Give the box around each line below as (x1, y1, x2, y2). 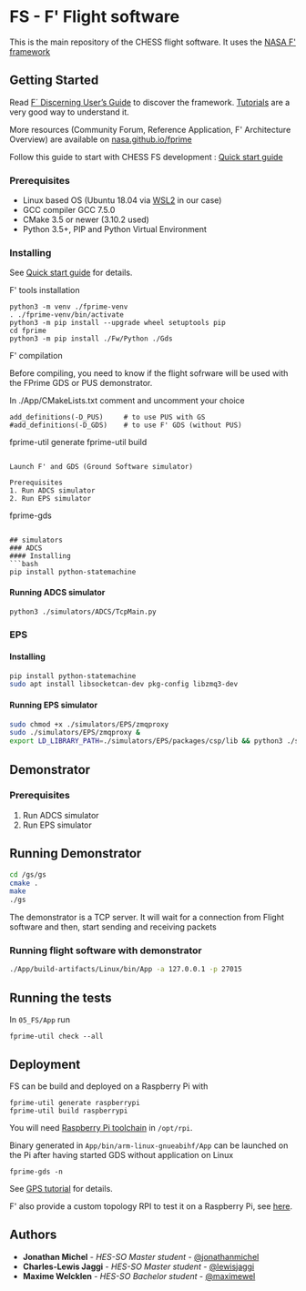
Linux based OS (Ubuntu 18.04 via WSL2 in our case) (22, 195, 222, 206)
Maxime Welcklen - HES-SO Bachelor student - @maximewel (22, 1270, 256, 1281)
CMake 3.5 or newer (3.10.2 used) (22, 214, 150, 225)
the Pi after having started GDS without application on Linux (9, 1149, 234, 1160)
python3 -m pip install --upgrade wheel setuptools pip (9, 319, 226, 328)
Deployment (9, 1056, 81, 1072)
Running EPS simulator (9, 699, 98, 710)
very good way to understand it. (9, 107, 129, 117)
